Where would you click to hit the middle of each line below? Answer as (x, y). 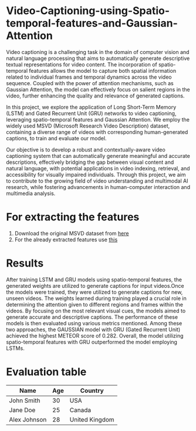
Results (25, 263)
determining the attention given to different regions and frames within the (95, 304)
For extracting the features (73, 217)
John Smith (25, 400)
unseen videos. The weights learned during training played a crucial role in (96, 298)
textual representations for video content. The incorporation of (82, 64)
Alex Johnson (28, 419)
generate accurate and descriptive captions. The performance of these (92, 317)
